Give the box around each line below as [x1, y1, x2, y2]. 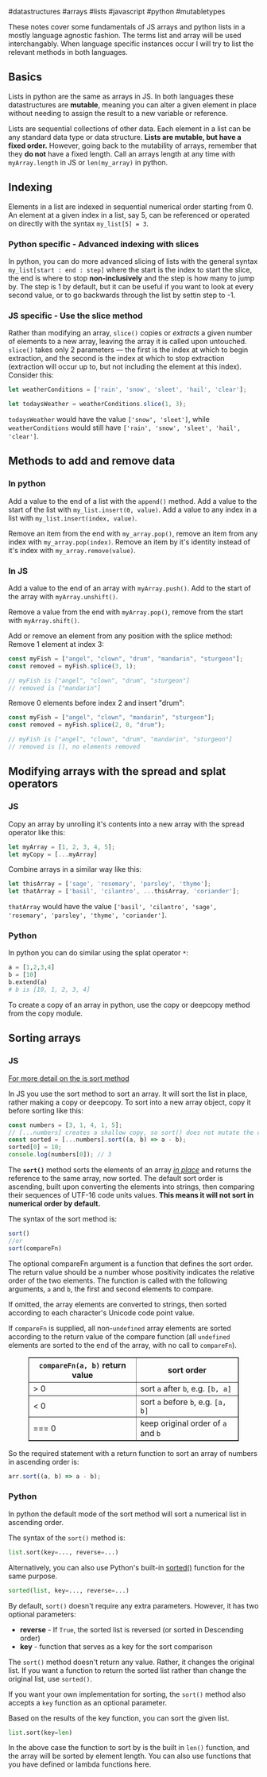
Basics [8, 71, 42, 84]
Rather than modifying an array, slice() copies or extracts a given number [8, 328, 253, 338]
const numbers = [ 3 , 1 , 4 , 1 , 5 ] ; [8, 1121, 123, 1129]
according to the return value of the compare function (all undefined [8, 1331, 230, 1341]
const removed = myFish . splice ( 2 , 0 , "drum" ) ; [8, 721, 165, 730]
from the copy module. [8, 1009, 83, 1018]
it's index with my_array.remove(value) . [8, 545, 137, 555]
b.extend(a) [8, 978, 48, 986]
